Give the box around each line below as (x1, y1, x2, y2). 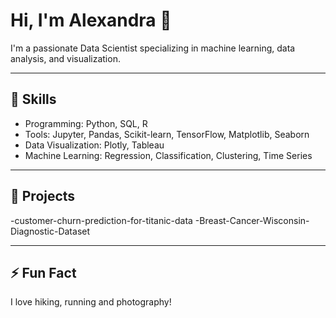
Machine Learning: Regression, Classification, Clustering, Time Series (24, 149, 313, 161)
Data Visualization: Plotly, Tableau (24, 139, 165, 151)
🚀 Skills (10, 91, 57, 108)
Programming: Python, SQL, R (24, 117, 148, 129)
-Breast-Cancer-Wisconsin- (194, 214, 310, 226)
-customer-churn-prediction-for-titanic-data (10, 214, 193, 226)
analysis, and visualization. (10, 52, 121, 64)
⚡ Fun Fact (10, 264, 77, 281)
